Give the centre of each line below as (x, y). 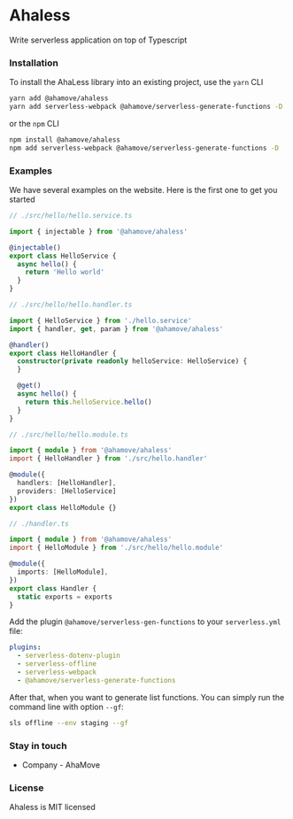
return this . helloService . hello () (89, 402)
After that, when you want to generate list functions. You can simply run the (147, 697)
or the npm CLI (34, 123)
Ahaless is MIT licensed (52, 807)
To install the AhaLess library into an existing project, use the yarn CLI (136, 82)
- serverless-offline (57, 664)
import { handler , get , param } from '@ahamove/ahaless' (116, 328)
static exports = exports (65, 597)
